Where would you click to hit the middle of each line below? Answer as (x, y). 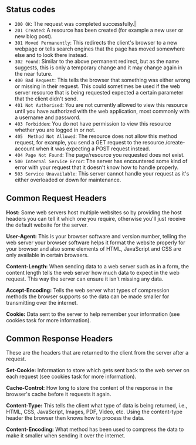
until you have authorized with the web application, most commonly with (102, 111)
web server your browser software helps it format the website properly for (96, 242)
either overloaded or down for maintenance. (68, 180)
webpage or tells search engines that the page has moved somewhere (99, 49)
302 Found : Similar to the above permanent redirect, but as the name (97, 61)
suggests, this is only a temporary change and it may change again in (99, 68)
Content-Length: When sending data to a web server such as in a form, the (98, 266)
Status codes (31, 10)
